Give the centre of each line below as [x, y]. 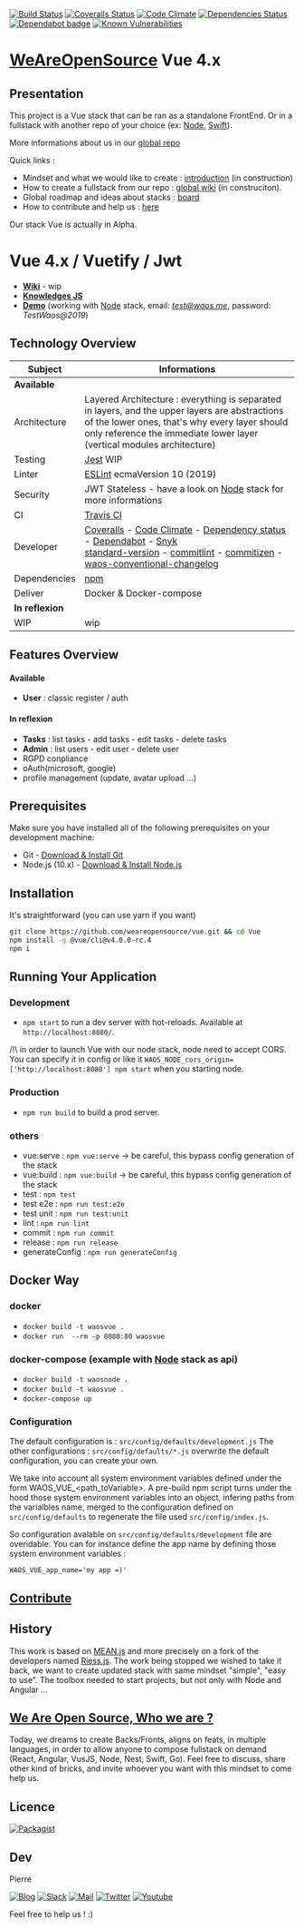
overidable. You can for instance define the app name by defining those [143, 1544]
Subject [45, 369]
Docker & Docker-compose [143, 592]
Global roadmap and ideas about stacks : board [111, 197]
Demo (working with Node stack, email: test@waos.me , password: [147, 305]
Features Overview [64, 655]
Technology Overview [73, 343]
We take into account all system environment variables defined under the [146, 1478]
